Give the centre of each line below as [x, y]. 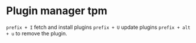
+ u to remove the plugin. [37, 33]
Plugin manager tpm [57, 11]
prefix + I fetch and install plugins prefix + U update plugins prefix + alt [98, 27]
